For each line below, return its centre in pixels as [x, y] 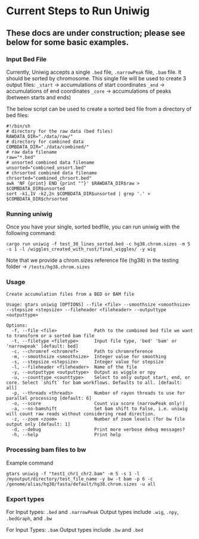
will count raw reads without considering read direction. [81, 414]
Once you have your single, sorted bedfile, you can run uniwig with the [93, 227]
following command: [31, 233]
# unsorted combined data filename [50, 162]
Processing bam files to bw [46, 450]
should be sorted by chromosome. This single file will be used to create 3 [96, 78]
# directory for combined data [45, 142]
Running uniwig [29, 214]
